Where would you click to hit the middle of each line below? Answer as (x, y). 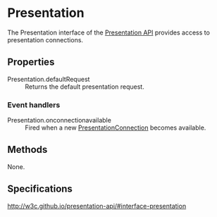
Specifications (40, 189)
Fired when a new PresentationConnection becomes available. (116, 128)
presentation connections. (45, 39)
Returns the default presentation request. (85, 87)
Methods (27, 150)
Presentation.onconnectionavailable (59, 120)
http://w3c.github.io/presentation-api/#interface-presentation (97, 206)
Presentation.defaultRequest (49, 79)
